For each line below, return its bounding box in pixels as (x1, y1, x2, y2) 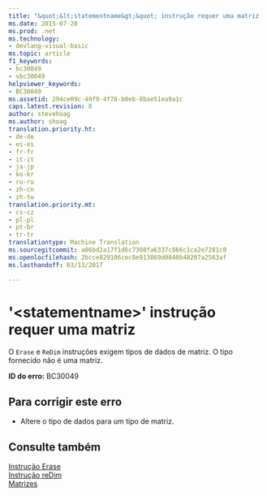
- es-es (8, 140, 35, 149)
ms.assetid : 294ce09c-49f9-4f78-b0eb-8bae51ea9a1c (8, 95, 183, 103)
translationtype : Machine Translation (8, 239, 140, 247)
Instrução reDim (8, 470, 62, 480)
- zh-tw (8, 192, 35, 201)
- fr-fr (8, 148, 35, 156)
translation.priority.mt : (8, 201, 96, 209)
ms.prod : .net (8, 27, 57, 35)
